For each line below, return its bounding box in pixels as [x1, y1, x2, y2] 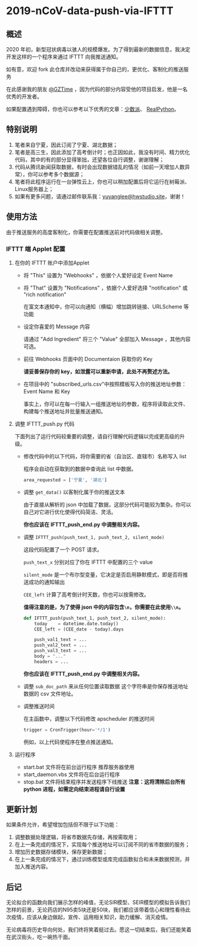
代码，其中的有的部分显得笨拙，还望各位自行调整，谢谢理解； [14, 156, 165, 163]
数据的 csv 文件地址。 [23, 690, 76, 697]
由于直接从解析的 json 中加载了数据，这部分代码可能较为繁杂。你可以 [23, 501, 191, 508]
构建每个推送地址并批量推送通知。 [23, 408, 106, 415]
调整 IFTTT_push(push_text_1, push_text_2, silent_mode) [23, 533, 165, 540]
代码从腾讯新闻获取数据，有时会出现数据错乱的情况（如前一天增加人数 [14, 163, 185, 170]
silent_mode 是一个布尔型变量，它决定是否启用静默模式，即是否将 [23, 571, 183, 578]
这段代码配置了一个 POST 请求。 [23, 546, 103, 553]
